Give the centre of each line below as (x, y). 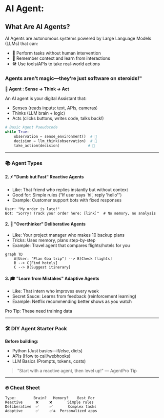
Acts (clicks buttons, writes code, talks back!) (58, 119)
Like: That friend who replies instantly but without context (70, 190)
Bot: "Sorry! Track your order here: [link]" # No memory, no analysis (81, 213)
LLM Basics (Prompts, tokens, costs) (49, 361)
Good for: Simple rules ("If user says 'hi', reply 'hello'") (67, 195)
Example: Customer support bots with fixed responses (67, 200)
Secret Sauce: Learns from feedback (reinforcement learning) (74, 296)
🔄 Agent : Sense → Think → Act (37, 89)
